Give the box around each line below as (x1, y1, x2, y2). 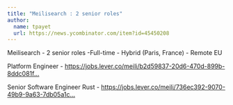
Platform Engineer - (7, 62, 64, 70)
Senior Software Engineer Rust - (7, 83, 99, 91)
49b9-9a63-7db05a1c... (7, 90, 76, 99)
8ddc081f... (7, 70, 40, 78)
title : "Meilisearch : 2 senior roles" (7, 10, 123, 17)
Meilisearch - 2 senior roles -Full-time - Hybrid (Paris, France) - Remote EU (7, 49, 223, 57)
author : (7, 17, 30, 24)
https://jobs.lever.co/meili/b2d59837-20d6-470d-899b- (65, 62, 225, 70)
